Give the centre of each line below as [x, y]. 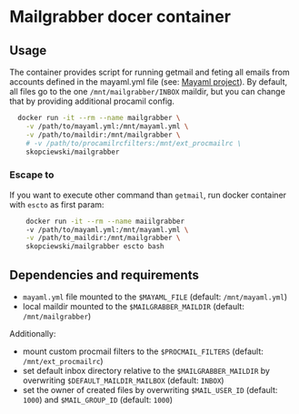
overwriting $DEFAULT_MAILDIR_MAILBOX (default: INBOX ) [123, 380]
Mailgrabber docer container [120, 17]
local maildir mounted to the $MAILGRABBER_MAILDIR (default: [134, 306]
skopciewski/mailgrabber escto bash [95, 247]
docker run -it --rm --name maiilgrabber [105, 221]
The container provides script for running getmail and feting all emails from [149, 72]
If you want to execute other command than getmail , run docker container [148, 195]
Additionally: [33, 333]
